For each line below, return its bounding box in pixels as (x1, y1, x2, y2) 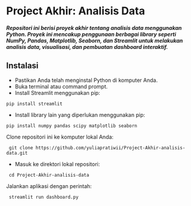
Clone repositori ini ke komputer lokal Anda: (6, 133, 114, 140)
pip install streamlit (6, 100, 63, 107)
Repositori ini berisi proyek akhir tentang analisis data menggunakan (6, 24, 182, 31)
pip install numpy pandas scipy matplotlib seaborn (6, 122, 137, 129)
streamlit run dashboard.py (8, 194, 79, 200)
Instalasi (6, 61, 39, 71)
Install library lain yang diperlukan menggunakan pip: (14, 111, 145, 118)
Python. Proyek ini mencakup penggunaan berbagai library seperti (6, 30, 177, 38)
